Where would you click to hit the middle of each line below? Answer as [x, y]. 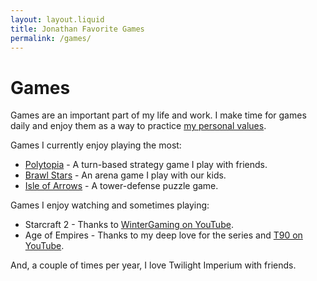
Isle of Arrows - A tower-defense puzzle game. [121, 186]
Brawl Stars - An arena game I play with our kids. [125, 175]
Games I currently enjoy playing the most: [96, 145]
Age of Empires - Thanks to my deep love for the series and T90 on [163, 235]
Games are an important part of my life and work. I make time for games [158, 115]
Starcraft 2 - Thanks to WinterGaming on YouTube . [129, 225]
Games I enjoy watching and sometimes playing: [110, 205]
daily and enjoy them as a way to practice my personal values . [138, 126]
